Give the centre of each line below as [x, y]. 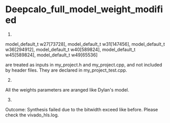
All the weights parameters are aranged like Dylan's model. [67, 89]
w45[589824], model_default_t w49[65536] [52, 55]
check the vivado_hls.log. [32, 115]
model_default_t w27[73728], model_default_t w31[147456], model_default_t [85, 44]
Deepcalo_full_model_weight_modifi [84, 9]
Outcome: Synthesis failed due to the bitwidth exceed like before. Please [82, 109]
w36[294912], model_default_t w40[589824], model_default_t [70, 49]
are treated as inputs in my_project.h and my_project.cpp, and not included [84, 65]
